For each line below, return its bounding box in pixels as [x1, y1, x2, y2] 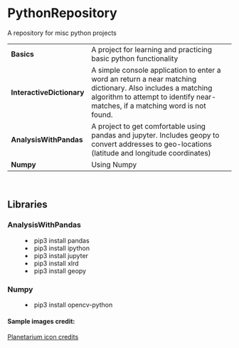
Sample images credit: [7, 317, 75, 325]
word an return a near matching [91, 73, 197, 83]
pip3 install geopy [34, 266, 87, 275]
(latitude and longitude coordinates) [91, 148, 211, 158]
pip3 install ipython [34, 244, 90, 252]
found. [91, 109, 113, 119]
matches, [91, 101, 122, 111]
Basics [11, 48, 34, 58]
